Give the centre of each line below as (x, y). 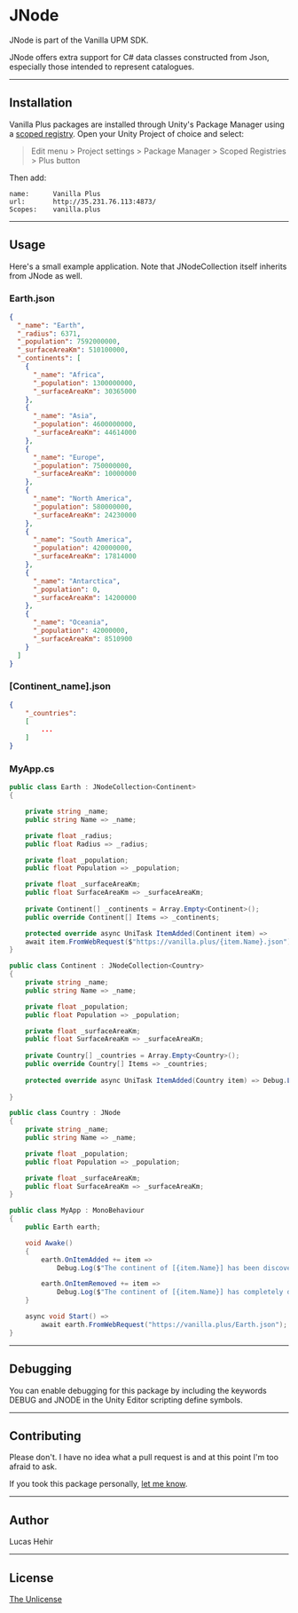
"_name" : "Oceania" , (71, 622)
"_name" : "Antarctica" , (77, 581)
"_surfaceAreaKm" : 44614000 (85, 433)
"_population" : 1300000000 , (85, 383)
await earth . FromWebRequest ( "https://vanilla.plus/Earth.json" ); (165, 1324)
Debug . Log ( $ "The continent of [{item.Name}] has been (158, 1268)
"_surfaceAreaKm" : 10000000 (85, 474)
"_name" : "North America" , (82, 499)
